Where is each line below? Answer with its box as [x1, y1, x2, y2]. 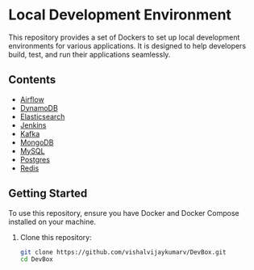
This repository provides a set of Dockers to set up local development [8, 32, 240, 42]
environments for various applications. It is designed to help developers [8, 40, 247, 50]
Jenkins [19, 120, 47, 130]
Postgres [19, 154, 51, 164]
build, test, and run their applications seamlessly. [8, 49, 171, 59]
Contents [8, 73, 56, 86]
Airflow [19, 95, 44, 104]
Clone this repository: [19, 232, 92, 242]
